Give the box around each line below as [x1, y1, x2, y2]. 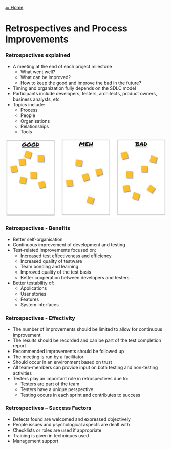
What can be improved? [20, 74, 71, 81]
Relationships [20, 123, 49, 130]
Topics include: [12, 102, 45, 108]
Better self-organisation [12, 236, 63, 243]
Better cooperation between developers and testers [20, 275, 130, 281]
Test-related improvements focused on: [12, 247, 96, 253]
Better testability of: [12, 280, 55, 286]
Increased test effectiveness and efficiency [20, 252, 112, 259]
